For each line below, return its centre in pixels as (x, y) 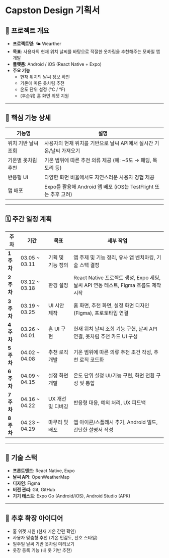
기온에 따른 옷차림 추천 (42, 83)
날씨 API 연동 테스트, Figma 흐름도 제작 (117, 285)
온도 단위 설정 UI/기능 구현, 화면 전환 (114, 375)
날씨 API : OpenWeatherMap (41, 477)
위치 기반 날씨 (23, 143)
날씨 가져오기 (66, 150)
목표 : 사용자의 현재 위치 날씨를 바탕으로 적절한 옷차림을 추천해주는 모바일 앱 (86, 52)
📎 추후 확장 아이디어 (34, 518)
